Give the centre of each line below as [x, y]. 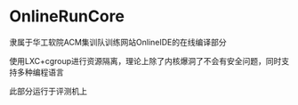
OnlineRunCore [67, 16]
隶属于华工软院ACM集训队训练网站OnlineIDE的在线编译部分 [118, 42]
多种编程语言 [40, 72]
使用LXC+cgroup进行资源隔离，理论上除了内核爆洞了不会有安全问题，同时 [145, 61]
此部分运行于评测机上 [48, 91]
